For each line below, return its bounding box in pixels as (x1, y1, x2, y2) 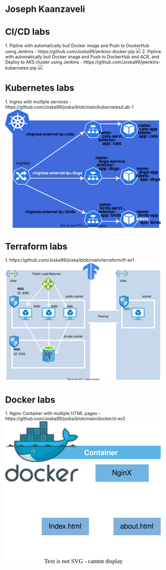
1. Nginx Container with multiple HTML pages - (5, 411, 101, 417)
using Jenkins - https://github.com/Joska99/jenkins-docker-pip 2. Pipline (5, 49, 161, 55)
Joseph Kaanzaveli (5, 3, 85, 15)
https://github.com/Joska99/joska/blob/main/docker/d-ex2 (5, 416, 125, 422)
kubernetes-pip (5, 65, 37, 71)
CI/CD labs (5, 26, 51, 38)
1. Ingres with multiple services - (5, 99, 71, 105)
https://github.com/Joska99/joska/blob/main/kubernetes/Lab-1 (5, 104, 134, 110)
